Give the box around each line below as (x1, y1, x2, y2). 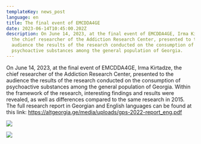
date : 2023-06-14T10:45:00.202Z (6, 25, 87, 32)
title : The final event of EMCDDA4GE (6, 20, 100, 26)
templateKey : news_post (6, 8, 66, 15)
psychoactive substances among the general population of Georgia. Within (6, 83, 191, 90)
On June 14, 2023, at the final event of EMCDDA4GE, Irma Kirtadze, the (6, 64, 182, 71)
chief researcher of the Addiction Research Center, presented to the (6, 70, 174, 78)
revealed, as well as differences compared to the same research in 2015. (6, 96, 185, 103)
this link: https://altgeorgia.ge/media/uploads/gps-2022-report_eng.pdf (6, 108, 182, 115)
